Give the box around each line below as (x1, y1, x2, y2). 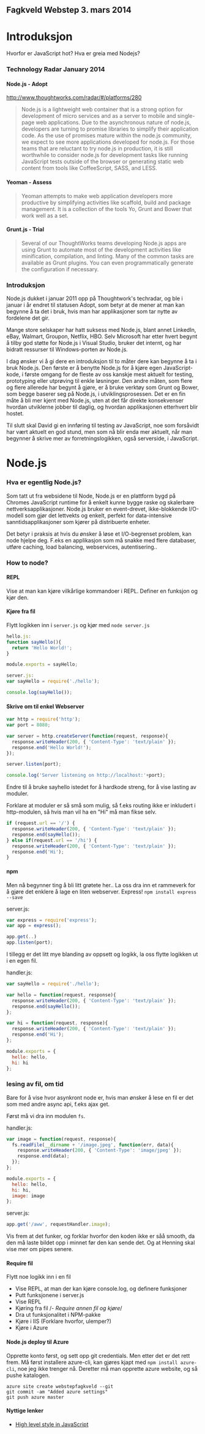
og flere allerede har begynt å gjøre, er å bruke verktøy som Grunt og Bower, (6, 384, 199, 391)
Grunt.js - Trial (6, 226, 45, 233)
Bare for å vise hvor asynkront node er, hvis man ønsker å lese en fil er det (6, 1093, 194, 1101)
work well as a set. (21, 212, 69, 219)
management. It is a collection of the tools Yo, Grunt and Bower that (21, 205, 192, 212)
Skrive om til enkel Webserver (6, 703, 84, 710)
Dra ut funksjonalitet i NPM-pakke (15, 1311, 101, 1319)
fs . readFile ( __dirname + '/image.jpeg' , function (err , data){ (12, 1141, 174, 1148)
